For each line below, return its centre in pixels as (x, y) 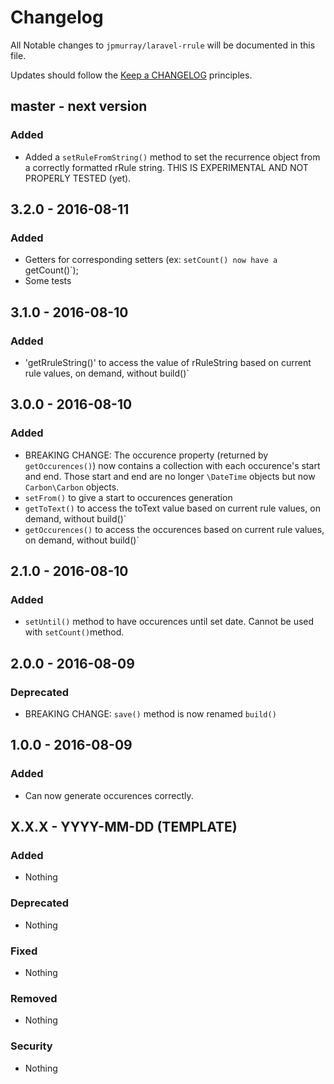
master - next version (79, 106)
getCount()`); (51, 270)
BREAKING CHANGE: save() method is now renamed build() (150, 714)
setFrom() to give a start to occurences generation (128, 497)
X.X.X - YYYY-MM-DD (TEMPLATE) (124, 827)
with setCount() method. (74, 632)
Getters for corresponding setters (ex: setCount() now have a (151, 260)
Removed (34, 998)
